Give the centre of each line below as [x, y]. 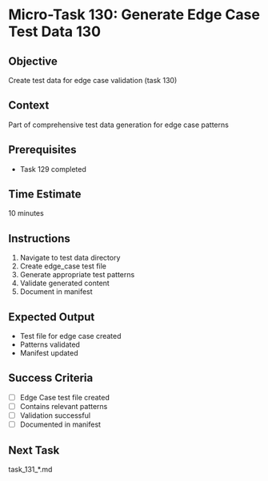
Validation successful [55, 415]
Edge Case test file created [64, 397]
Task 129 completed [53, 169]
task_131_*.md [30, 469]
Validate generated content [64, 283]
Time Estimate [45, 195]
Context [29, 105]
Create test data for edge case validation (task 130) [93, 80]
